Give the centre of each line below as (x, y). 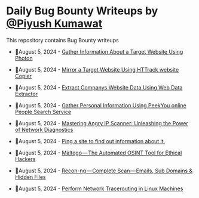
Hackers (25, 159)
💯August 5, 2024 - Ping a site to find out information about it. (90, 141)
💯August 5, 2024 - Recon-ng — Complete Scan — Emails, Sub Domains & (104, 171)
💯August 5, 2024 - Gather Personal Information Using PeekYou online (100, 105)
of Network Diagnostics (44, 129)
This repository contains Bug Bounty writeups (63, 40)
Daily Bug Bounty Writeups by (82, 11)
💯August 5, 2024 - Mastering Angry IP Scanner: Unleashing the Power (101, 123)
